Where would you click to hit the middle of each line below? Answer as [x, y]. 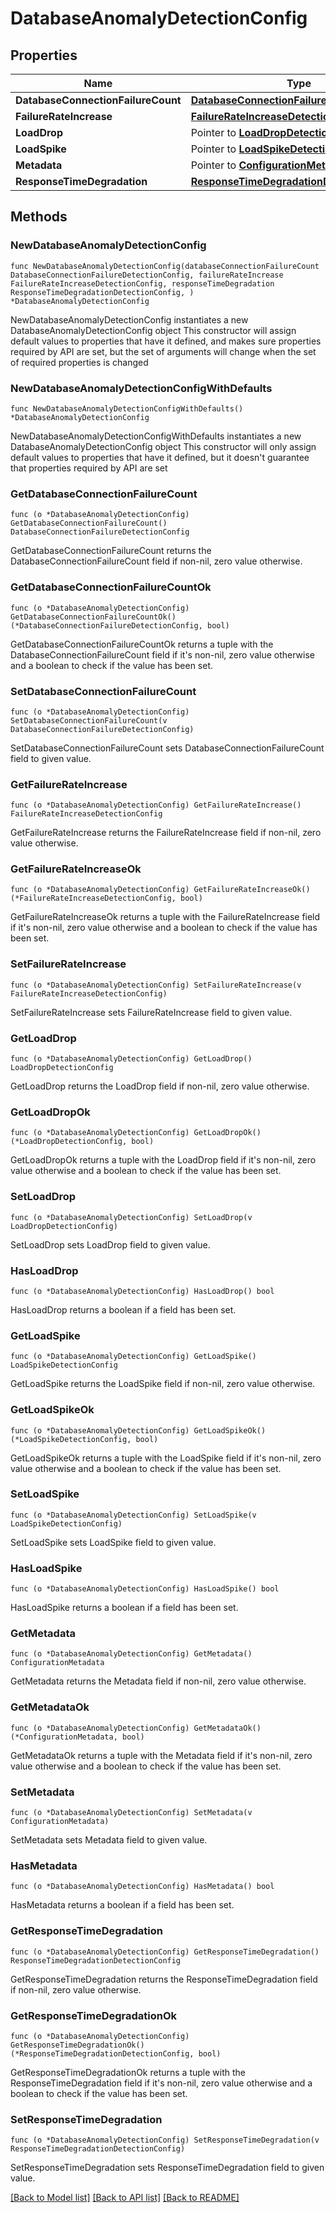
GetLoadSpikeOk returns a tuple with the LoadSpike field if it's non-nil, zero [166, 1458]
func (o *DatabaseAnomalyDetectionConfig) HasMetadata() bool [142, 1887]
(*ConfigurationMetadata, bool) [77, 1737]
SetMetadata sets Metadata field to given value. [109, 1840]
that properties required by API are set [89, 468]
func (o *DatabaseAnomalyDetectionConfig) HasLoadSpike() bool [145, 1589]
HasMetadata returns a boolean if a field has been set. [122, 1905]
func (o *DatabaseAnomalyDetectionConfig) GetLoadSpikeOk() [138, 1430]
